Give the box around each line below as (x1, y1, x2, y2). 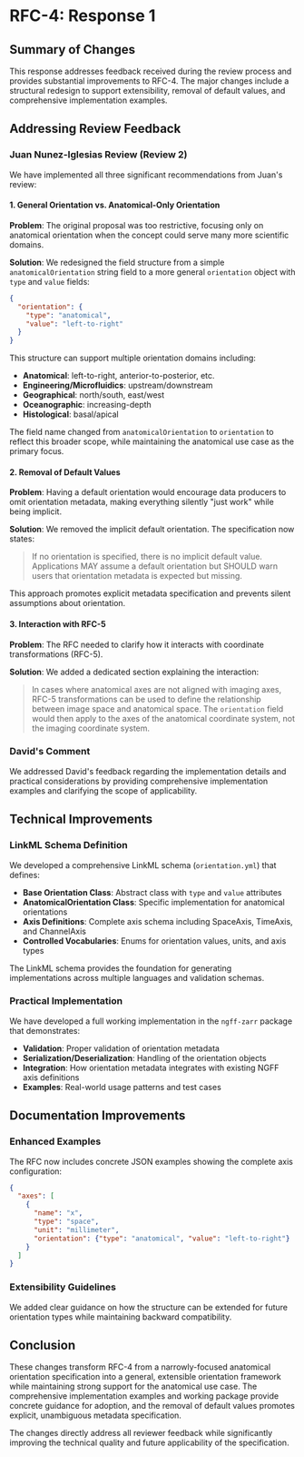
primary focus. (9, 446, 64, 457)
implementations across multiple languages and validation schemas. (9, 972, 265, 983)
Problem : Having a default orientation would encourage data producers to (9, 487, 287, 498)
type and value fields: (9, 276, 91, 287)
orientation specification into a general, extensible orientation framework (9, 1371, 281, 1382)
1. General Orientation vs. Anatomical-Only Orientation (9, 199, 221, 210)
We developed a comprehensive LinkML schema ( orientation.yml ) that (9, 859, 277, 870)
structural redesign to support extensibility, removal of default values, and (9, 86, 286, 96)
